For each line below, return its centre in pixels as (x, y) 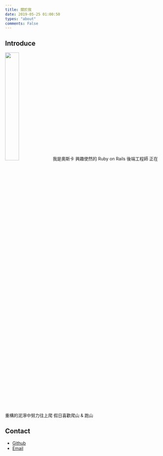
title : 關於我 (18, 10)
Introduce (20, 43)
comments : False (22, 23)
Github (19, 443)
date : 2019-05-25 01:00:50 (33, 14)
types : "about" (21, 19)
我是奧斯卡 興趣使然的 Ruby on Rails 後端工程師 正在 (105, 159)
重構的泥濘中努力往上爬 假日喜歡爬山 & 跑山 (49, 416)
